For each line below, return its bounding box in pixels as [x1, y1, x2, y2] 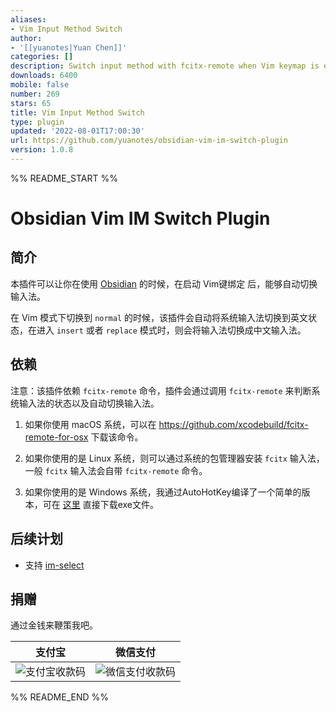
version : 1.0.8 [10, 145, 74, 155]
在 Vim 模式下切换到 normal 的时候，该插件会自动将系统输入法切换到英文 [10, 311, 309, 323]
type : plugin [10, 117, 65, 127]
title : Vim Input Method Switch [10, 107, 145, 118]
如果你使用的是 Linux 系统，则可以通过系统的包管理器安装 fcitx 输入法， [24, 452, 325, 464]
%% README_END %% [10, 691, 110, 703]
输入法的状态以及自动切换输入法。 [18, 397, 160, 409]
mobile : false [10, 80, 70, 90]
